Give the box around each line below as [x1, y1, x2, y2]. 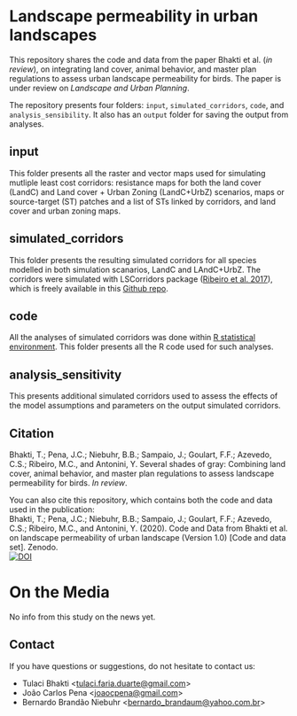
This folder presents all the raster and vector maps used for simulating [9, 167, 266, 178]
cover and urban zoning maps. [9, 206, 121, 216]
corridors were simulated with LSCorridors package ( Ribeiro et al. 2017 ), [9, 273, 273, 284]
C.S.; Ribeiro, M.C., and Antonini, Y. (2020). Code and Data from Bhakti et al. [9, 523, 288, 533]
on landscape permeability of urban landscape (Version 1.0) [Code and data [9, 533, 286, 542]
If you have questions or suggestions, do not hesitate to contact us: [9, 660, 255, 671]
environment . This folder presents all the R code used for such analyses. [9, 341, 274, 352]
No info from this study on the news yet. [9, 611, 156, 622]
